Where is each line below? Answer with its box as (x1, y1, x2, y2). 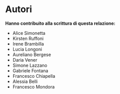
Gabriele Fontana (12, 67, 49, 74)
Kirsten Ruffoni (12, 35, 44, 41)
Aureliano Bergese (12, 52, 51, 58)
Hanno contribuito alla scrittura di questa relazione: (5, 20, 115, 26)
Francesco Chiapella (12, 73, 55, 79)
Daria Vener (12, 57, 38, 63)
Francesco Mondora (12, 83, 55, 89)
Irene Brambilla (12, 40, 44, 46)
